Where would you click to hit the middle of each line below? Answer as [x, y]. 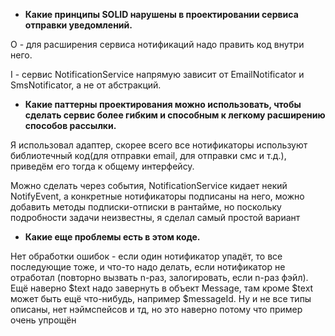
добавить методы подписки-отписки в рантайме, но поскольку [146, 207]
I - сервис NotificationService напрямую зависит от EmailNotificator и [157, 74]
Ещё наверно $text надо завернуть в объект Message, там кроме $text [162, 288]
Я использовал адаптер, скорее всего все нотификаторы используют [159, 145]
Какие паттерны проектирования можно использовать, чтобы [163, 104]
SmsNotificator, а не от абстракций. [86, 85]
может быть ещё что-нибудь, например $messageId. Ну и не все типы [161, 298]
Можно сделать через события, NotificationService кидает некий [149, 185]
